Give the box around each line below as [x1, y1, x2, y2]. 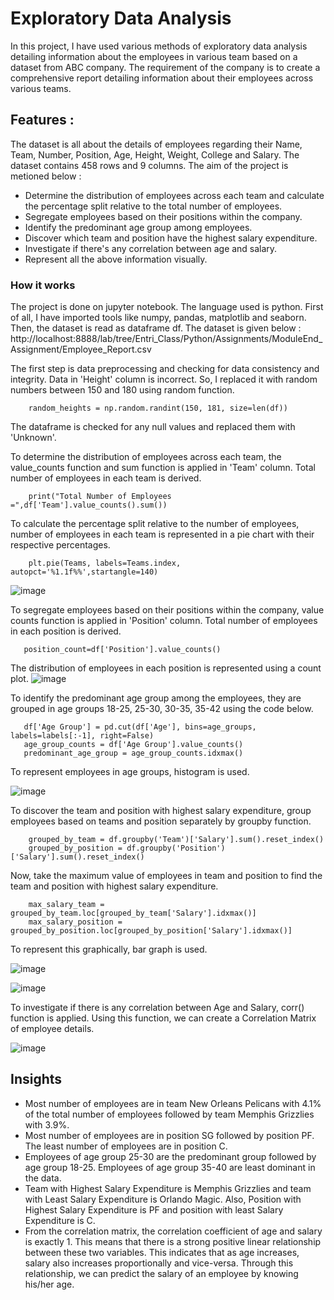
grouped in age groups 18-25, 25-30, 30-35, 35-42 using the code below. [10, 703, 314, 715]
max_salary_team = [28, 900, 105, 910]
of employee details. [10, 1023, 95, 1035]
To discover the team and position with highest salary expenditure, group [10, 805, 312, 817]
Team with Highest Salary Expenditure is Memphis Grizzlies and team [24, 1182, 312, 1194]
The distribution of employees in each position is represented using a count [10, 662, 322, 674]
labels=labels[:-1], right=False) [10, 731, 155, 741]
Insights [10, 1071, 63, 1088]
